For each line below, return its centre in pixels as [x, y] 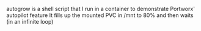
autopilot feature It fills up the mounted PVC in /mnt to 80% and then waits [100, 15]
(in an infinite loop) [30, 22]
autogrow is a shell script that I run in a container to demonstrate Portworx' [101, 9]
